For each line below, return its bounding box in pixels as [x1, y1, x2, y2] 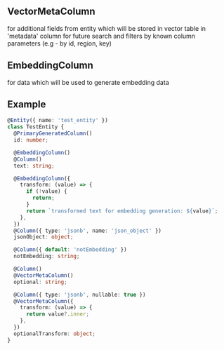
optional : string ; [13, 278, 68, 285]
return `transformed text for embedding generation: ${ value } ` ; [25, 207, 218, 215]
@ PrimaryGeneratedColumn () [13, 130, 93, 137]
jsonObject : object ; [13, 234, 74, 241]
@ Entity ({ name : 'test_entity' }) [7, 117, 109, 124]
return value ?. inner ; [25, 311, 90, 318]
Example [7, 98, 46, 111]
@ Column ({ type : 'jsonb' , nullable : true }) [13, 291, 146, 298]
